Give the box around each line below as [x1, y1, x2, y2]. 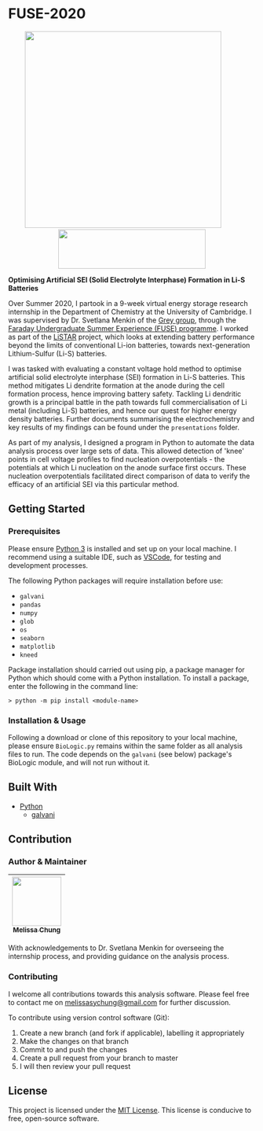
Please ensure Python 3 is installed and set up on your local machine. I [8, 543, 237, 553]
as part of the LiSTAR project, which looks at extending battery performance [8, 332, 255, 341]
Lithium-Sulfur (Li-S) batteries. [8, 348, 108, 358]
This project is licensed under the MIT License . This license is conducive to [8, 1105, 252, 1114]
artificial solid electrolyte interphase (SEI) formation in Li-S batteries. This [8, 372, 246, 381]
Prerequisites [8, 526, 60, 537]
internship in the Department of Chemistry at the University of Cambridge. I [8, 307, 252, 316]
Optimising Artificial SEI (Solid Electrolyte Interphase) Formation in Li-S [8, 274, 246, 284]
